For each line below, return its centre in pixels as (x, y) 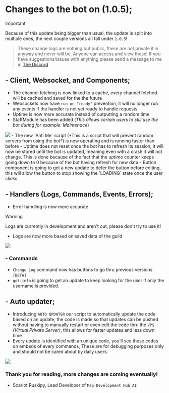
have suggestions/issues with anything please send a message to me (90, 59)
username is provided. (36, 286)
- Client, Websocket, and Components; (68, 80)
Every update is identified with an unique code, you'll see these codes (85, 341)
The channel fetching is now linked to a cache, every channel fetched (85, 93)
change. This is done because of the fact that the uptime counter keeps (80, 157)
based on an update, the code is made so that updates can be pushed (85, 319)
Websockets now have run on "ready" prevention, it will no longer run (85, 103)
